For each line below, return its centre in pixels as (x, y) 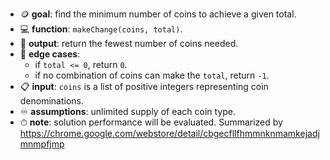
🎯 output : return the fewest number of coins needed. (129, 43)
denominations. (52, 101)
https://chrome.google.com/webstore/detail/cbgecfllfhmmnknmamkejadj (169, 133)
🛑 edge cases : (50, 54)
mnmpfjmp (42, 144)
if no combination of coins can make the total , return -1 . (152, 75)
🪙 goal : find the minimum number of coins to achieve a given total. (158, 14)
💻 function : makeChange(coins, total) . (101, 29)
